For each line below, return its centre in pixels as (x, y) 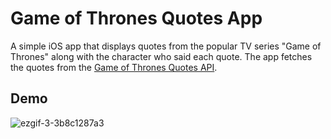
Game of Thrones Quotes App (136, 18)
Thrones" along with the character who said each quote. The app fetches (161, 56)
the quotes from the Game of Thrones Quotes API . (114, 67)
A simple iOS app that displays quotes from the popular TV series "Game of (166, 46)
